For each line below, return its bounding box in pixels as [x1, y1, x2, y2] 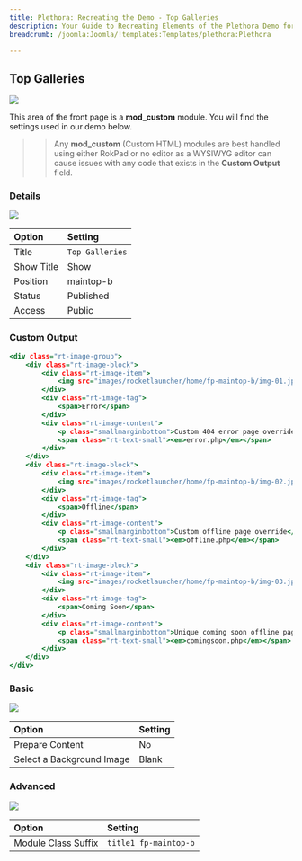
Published [67, 289, 110, 302]
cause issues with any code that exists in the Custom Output [53, 158, 280, 169]
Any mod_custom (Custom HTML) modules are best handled [53, 138, 280, 149]
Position [13, 275, 49, 288]
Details [9, 190, 41, 202]
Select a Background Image [13, 753, 130, 766]
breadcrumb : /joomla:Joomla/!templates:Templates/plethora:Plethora [9, 30, 271, 39]
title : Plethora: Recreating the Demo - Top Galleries [9, 13, 219, 22]
